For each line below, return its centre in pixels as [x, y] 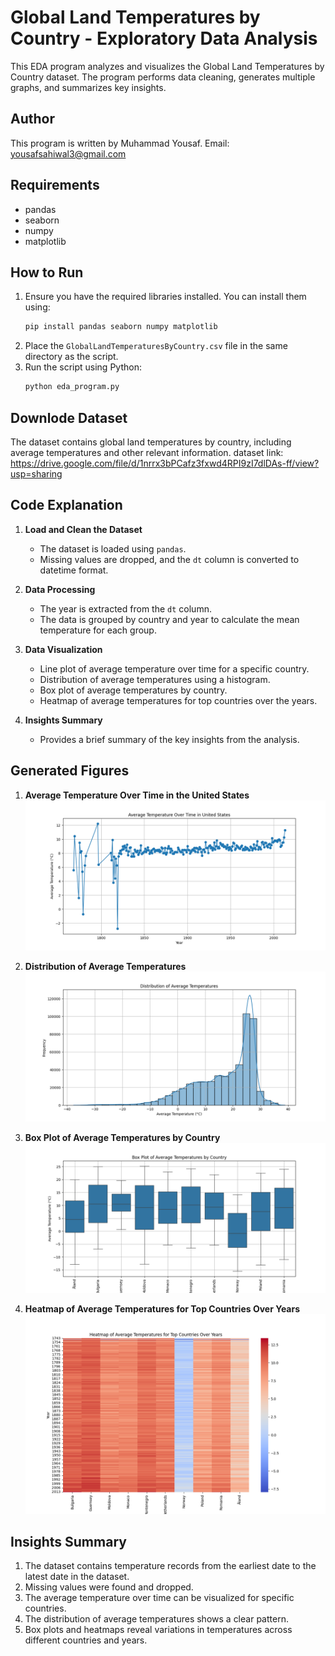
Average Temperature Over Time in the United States [137, 795]
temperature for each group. [98, 630]
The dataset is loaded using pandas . [113, 548]
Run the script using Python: [83, 367]
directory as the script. [71, 357]
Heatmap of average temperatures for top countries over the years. [178, 700]
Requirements [55, 185]
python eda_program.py [72, 387]
